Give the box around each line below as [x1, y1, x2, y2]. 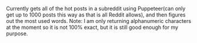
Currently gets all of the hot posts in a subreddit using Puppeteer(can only [6, 5, 186, 12]
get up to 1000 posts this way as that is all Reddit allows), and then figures [6, 11, 186, 18]
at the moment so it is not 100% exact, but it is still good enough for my [6, 24, 178, 31]
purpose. [6, 30, 28, 37]
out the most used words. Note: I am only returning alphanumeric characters [6, 18, 192, 24]
